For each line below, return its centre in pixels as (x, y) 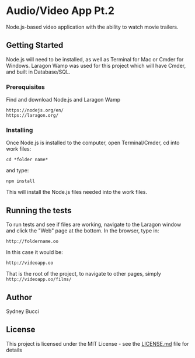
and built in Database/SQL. (38, 72)
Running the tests (39, 211)
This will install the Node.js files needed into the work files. (77, 192)
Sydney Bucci (22, 311)
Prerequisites (25, 87)
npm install (20, 181)
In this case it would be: (34, 252)
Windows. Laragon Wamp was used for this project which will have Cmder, (96, 65)
